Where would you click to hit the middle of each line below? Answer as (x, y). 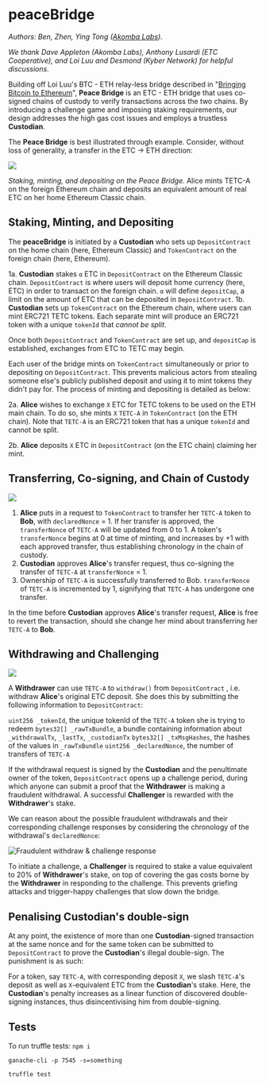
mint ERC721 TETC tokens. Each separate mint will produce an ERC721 (123, 316)
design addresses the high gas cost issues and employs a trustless (118, 118)
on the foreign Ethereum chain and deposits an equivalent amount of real (128, 189)
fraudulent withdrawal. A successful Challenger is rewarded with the (121, 795)
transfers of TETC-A (39, 754)
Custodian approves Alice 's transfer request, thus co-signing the (127, 563)
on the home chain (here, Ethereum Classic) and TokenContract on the (122, 250)
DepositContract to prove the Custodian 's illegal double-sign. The (116, 953)
